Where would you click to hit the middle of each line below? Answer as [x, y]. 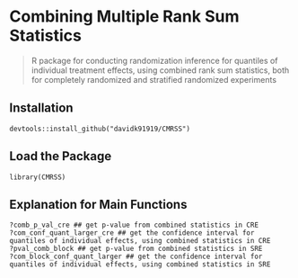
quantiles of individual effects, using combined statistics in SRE [140, 265]
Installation [41, 108]
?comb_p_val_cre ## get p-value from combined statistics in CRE [134, 225]
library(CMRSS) [38, 177]
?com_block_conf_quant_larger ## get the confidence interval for [136, 257]
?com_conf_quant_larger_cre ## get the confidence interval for [132, 233]
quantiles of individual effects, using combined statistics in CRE [140, 241]
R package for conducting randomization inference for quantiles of [154, 60]
